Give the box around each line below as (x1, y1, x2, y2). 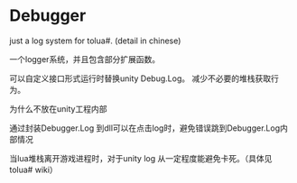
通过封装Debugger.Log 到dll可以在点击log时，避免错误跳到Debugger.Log (9, 123, 281, 133)
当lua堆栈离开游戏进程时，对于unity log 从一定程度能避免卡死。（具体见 (9, 152, 273, 163)
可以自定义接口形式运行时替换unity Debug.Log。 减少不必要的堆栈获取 (9, 73, 272, 84)
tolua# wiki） (9, 164, 59, 175)
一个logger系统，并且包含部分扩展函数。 (9, 53, 161, 64)
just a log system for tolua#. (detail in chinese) (9, 35, 181, 46)
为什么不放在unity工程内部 (9, 103, 107, 114)
